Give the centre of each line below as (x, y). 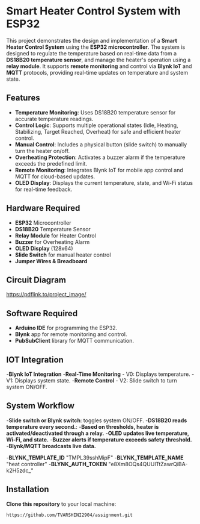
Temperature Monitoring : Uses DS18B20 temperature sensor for (95, 112)
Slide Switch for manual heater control (63, 255)
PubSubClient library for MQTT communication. (74, 341)
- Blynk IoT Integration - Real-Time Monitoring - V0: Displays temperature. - (100, 374)
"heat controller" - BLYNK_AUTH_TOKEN (57, 464)
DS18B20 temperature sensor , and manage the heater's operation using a (98, 60)
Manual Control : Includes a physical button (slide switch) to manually (101, 144)
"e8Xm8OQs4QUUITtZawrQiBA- (148, 464)
